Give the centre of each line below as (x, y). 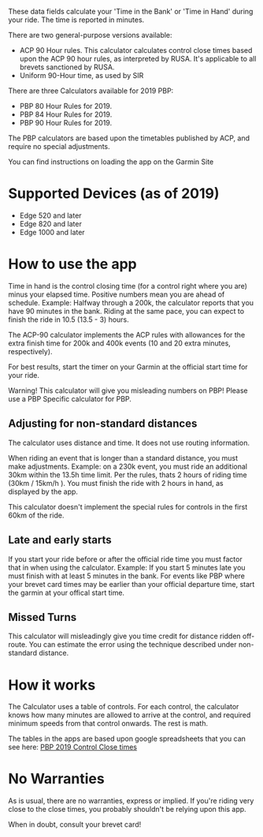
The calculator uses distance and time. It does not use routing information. (129, 443)
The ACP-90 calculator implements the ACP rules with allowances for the (127, 334)
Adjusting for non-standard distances (103, 424)
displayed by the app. (43, 491)
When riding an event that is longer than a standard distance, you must (123, 458)
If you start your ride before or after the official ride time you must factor (125, 559)
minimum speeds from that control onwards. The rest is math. (108, 723)
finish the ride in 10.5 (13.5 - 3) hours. (69, 319)
